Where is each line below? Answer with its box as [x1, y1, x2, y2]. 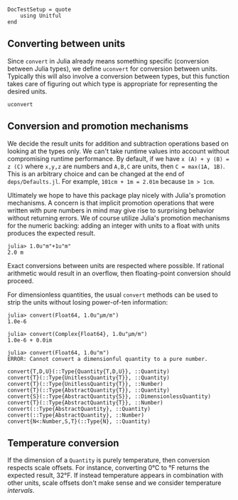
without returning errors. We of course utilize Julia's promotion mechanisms [7, 213, 230, 222]
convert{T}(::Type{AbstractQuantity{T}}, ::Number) [7, 399, 163, 406]
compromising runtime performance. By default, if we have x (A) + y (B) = [7, 154, 229, 163]
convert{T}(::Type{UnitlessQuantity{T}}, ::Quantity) [7, 374, 171, 381]
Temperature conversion [7, 437, 119, 449]
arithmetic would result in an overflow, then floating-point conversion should [7, 269, 231, 277]
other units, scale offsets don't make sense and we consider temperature [7, 479, 222, 487]
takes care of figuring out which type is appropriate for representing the [7, 79, 218, 88]
